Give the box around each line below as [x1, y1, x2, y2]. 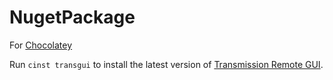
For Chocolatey [9, 39, 73, 51]
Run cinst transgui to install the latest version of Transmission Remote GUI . [9, 58, 324, 70]
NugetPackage [9, 6, 136, 29]
